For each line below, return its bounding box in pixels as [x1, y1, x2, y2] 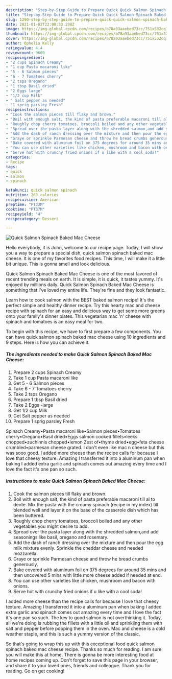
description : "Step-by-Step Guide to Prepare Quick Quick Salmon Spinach [6, 7, 166, 13]
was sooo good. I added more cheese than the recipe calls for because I [6, 450, 158, 456]
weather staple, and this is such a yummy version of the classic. [6, 631, 140, 637]
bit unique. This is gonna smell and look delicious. [6, 261, 111, 267]
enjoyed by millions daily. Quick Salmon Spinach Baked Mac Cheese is [6, 282, 154, 288]
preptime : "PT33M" [6, 202, 45, 207]
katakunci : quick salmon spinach [6, 188, 77, 193]
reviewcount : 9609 [6, 50, 45, 55]
